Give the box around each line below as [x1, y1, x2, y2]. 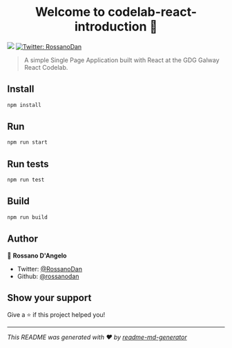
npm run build [7, 213, 48, 221]
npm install [7, 101, 41, 108]
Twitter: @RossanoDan [17, 264, 83, 273]
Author [7, 233, 38, 245]
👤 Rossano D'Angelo [7, 251, 67, 260]
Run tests [7, 158, 49, 170]
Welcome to [35, 4, 106, 20]
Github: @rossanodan [17, 272, 79, 280]
